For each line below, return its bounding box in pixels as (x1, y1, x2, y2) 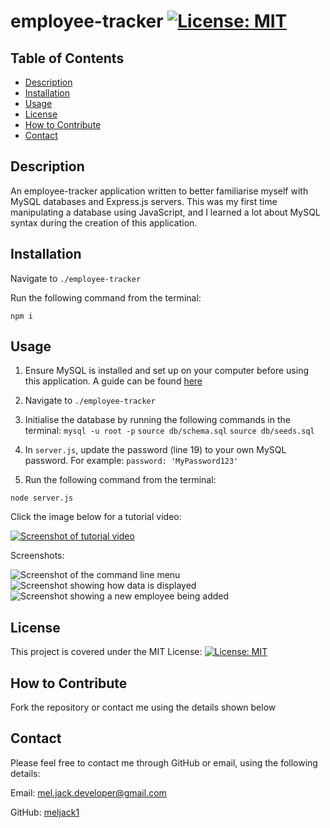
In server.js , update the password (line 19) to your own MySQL (24, 444, 287, 456)
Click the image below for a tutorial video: (10, 511, 182, 523)
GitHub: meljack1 (10, 806, 80, 818)
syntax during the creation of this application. (10, 216, 198, 229)
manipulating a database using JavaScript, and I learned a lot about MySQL (10, 206, 321, 218)
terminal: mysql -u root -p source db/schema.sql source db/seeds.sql (24, 425, 315, 437)
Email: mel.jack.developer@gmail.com (10, 786, 167, 799)
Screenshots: (10, 550, 65, 562)
